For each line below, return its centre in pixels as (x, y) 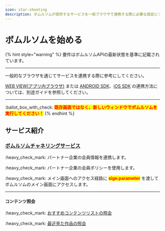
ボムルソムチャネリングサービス (43, 145)
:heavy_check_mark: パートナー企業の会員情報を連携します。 (67, 157)
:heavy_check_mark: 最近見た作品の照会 (46, 224)
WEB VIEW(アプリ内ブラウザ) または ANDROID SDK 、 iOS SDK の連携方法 (79, 86)
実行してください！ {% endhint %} (40, 114)
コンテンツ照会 (20, 201)
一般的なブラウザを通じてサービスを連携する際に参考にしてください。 (76, 76)
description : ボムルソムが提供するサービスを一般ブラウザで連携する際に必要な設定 (80, 14)
